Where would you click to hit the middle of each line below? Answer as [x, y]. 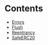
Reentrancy [23, 32]
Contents [24, 9]
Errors [18, 22]
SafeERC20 [23, 38]
